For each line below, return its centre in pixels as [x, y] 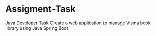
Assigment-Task [40, 9]
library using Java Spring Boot [37, 28]
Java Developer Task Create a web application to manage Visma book [78, 23]
